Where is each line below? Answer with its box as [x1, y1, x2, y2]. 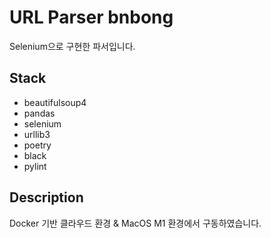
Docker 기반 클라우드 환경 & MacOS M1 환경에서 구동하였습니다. [9, 217, 262, 229]
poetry [23, 139, 52, 151]
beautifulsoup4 [23, 96, 87, 108]
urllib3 [23, 128, 51, 140]
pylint [23, 160, 47, 172]
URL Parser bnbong [9, 6, 174, 29]
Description [9, 189, 84, 206]
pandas [23, 107, 56, 119]
